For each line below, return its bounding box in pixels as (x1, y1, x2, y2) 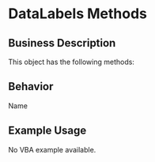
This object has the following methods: (8, 57, 134, 66)
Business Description (8, 36, 116, 50)
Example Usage (8, 124, 87, 138)
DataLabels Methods (8, 5, 148, 23)
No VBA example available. (8, 145, 96, 154)
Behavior (8, 80, 54, 93)
